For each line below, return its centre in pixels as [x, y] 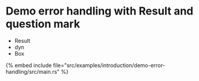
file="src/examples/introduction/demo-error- [109, 65]
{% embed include [29, 65]
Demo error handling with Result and [100, 11]
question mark [43, 24]
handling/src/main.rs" [33, 71]
